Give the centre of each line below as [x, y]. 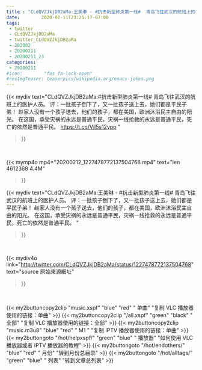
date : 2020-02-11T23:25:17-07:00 [58, 17]
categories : [21, 62]
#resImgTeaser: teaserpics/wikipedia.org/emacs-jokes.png [80, 79]
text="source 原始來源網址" [40, 272]
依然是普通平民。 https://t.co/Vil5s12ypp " [69, 127]
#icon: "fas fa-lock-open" [50, 73]
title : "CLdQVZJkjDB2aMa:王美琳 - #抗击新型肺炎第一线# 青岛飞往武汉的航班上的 [101, 12]
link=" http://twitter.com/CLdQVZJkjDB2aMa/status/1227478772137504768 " [100, 265]
